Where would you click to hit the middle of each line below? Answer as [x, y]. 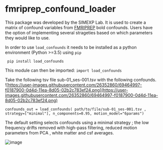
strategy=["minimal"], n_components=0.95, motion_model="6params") [75, 113]
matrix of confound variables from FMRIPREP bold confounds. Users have [79, 27]
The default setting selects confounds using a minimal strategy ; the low [77, 122]
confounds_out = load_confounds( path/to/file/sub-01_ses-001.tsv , [76, 109]
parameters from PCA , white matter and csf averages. [59, 133]
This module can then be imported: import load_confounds [64, 70]
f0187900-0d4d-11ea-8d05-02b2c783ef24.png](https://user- [67, 90]
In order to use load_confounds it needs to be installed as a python [71, 47]
